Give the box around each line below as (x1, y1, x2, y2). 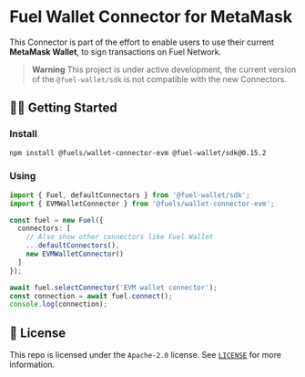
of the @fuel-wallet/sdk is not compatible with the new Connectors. (31, 73, 287, 84)
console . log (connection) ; (9, 299, 107, 309)
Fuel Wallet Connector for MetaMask (9, 6, 293, 27)
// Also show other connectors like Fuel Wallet (25, 233, 214, 242)
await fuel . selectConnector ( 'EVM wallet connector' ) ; (9, 283, 219, 292)
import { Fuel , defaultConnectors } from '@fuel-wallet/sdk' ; (9, 190, 250, 200)
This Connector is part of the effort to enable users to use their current (9, 37, 275, 47)
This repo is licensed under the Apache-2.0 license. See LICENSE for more (9, 350, 282, 361)
